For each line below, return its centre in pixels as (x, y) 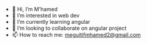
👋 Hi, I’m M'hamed (35, 9)
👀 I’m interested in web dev (46, 15)
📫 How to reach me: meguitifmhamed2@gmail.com (76, 35)
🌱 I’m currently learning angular (51, 22)
